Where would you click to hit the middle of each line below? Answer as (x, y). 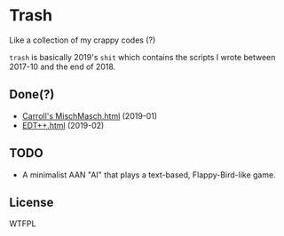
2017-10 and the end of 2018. (63, 67)
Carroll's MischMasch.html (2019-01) (90, 115)
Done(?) (32, 94)
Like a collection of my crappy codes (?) (83, 40)
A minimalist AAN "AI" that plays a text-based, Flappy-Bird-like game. (149, 175)
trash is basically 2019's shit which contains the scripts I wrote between (142, 57)
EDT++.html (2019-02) (63, 125)
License (32, 202)
